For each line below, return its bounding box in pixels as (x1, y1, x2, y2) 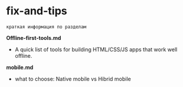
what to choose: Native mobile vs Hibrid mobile (14, 75, 131, 82)
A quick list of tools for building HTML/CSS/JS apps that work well (14, 46, 178, 53)
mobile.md (6, 64, 34, 71)
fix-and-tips (6, 4, 67, 18)
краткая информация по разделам (6, 24, 86, 30)
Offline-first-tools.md (6, 34, 61, 41)
